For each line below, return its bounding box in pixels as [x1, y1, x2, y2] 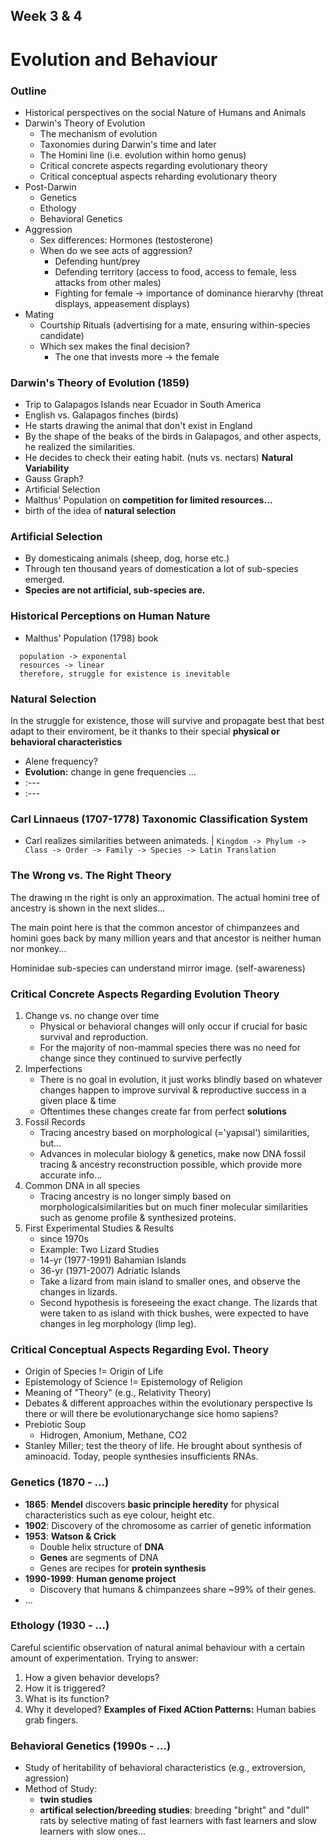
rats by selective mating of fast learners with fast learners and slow [39, 1815, 318, 1827]
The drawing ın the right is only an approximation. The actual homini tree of [10, 891, 320, 903]
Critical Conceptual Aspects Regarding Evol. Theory [10, 1342, 269, 1356]
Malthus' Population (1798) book [24, 632, 159, 644]
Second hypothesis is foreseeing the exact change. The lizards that [39, 1296, 318, 1308]
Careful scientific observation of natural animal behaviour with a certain [10, 1641, 306, 1653]
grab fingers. [24, 1714, 79, 1726]
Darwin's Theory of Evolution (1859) [10, 375, 190, 389]
